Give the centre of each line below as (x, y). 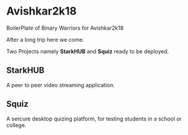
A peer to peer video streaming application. (61, 85)
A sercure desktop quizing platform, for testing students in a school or (94, 119)
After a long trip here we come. (45, 39)
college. (16, 125)
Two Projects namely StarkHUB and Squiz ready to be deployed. (88, 51)
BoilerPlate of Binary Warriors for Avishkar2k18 (65, 28)
